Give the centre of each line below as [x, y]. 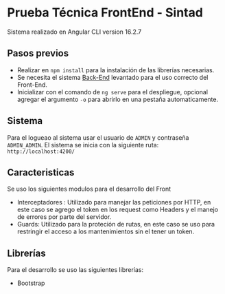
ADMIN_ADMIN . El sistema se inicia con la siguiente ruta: [83, 145]
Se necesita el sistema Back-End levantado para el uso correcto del [113, 77]
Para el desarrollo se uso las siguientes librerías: [75, 270]
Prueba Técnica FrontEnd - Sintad [105, 13]
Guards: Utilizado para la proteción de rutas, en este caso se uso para [116, 224]
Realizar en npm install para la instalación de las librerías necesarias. [116, 70]
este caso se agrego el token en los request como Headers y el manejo [117, 210]
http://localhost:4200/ [41, 151]
